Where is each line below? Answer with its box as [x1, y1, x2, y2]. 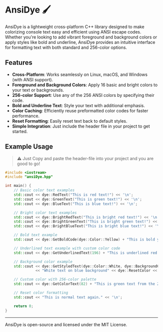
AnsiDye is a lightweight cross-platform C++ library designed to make [5, 23, 145, 30]
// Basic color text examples [14, 188, 75, 193]
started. [12, 128, 28, 134]
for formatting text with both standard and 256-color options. [5, 44, 127, 50]
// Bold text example [14, 233, 57, 238]
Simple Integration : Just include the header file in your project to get [12, 123, 150, 129]
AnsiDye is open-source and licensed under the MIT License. [5, 321, 128, 327]
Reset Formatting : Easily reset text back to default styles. [12, 118, 128, 124]
